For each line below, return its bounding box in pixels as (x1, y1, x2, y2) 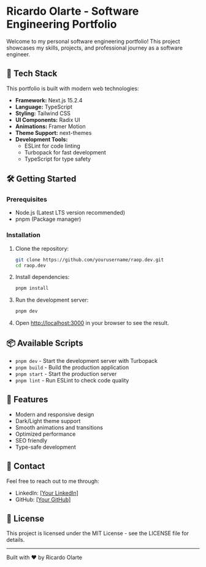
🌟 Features (6, 394, 48, 405)
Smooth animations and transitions (15, 424, 103, 431)
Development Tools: (15, 135, 68, 143)
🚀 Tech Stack (6, 69, 58, 79)
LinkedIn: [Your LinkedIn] (15, 489, 78, 497)
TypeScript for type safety (24, 155, 91, 162)
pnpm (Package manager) (15, 216, 82, 223)
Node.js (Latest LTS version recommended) (15, 209, 126, 216)
